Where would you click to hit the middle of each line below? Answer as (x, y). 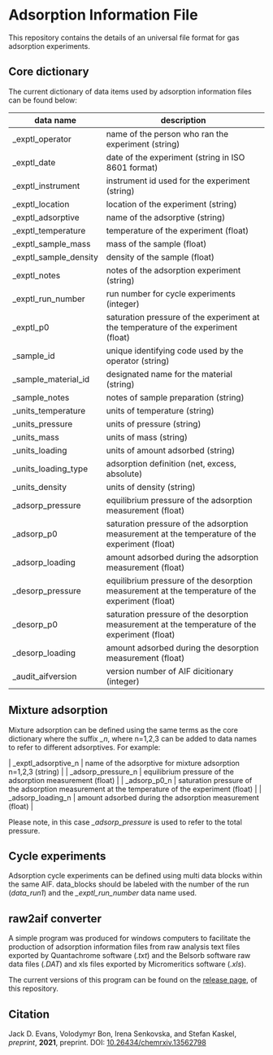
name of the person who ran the (167, 134)
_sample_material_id (51, 379)
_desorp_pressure (47, 590)
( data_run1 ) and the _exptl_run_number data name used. (103, 893)
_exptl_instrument (46, 186)
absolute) (124, 474)
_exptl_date (34, 162)
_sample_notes (41, 397)
